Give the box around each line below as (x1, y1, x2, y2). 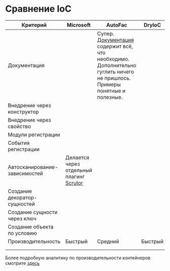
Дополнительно (97, 62, 137, 69)
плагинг (65, 173, 85, 180)
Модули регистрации (8, 131, 60, 138)
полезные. (97, 94, 123, 101)
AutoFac (106, 21, 127, 28)
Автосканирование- (8, 163, 58, 170)
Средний (97, 237, 119, 245)
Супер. (97, 30, 115, 37)
